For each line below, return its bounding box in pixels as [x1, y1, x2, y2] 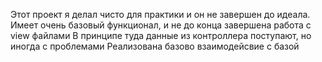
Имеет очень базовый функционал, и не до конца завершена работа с [10, 19, 312, 31]
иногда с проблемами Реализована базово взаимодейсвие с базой [10, 40, 300, 52]
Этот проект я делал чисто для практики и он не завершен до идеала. [10, 9, 311, 20]
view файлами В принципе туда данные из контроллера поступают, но [10, 30, 312, 41]
